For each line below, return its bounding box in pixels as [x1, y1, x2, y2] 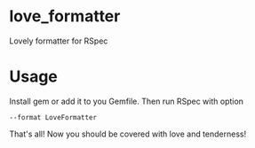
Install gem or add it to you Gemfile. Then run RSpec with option [9, 96, 244, 106]
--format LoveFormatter [9, 113, 98, 121]
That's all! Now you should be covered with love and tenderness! [9, 129, 247, 139]
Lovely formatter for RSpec [9, 35, 108, 46]
